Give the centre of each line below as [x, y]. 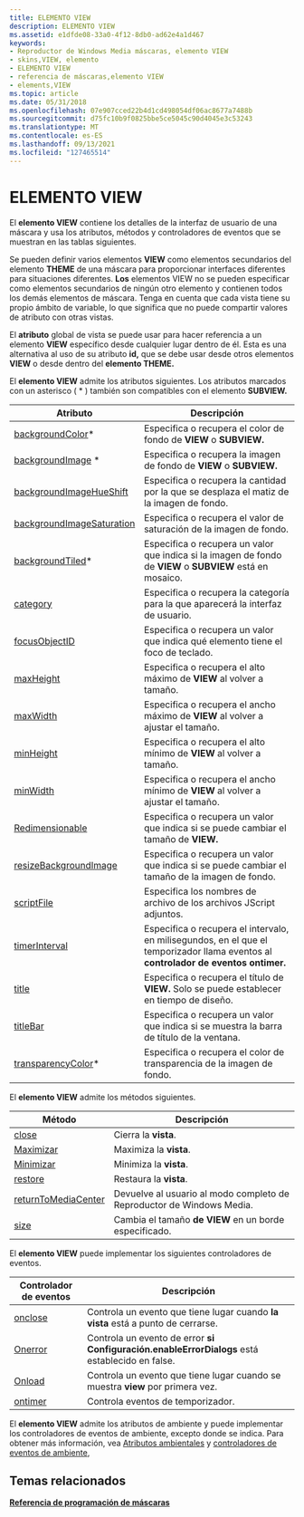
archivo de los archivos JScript [209, 902]
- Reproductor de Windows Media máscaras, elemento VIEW [119, 52]
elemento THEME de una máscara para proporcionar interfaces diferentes [147, 269]
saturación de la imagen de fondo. [216, 529]
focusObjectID [44, 641]
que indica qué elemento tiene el [213, 641]
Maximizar [36, 1149]
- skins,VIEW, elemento [54, 60]
